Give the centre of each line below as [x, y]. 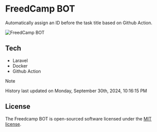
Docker [20, 65]
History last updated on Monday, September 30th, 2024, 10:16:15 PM [76, 91]
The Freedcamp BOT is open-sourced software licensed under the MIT [78, 118]
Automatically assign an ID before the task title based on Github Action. [79, 23]
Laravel [20, 60]
